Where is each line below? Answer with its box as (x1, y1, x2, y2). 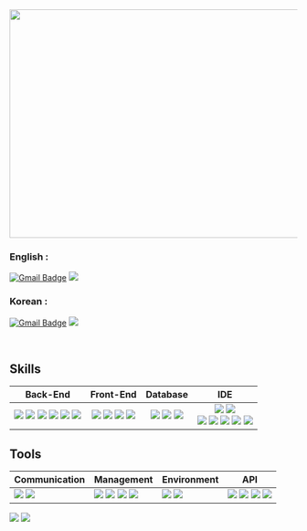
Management (93, 473, 153, 486)
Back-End (25, 388, 71, 401)
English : (9, 250, 49, 263)
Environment (161, 473, 219, 486)
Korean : (9, 295, 48, 308)
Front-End (90, 388, 137, 401)
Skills (9, 361, 41, 377)
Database (145, 388, 189, 401)
